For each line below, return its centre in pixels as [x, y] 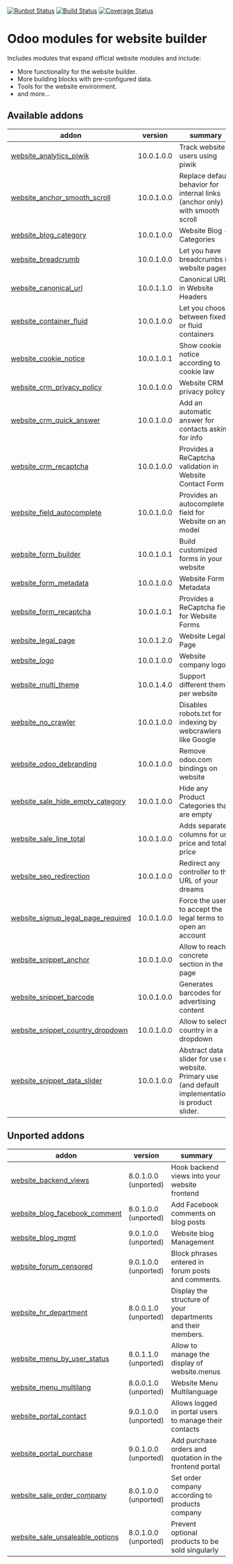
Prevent [183, 1524]
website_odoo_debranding [54, 764]
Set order [186, 1478]
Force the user [203, 900]
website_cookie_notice [48, 358]
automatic [196, 411]
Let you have [200, 251]
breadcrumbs [201, 259]
